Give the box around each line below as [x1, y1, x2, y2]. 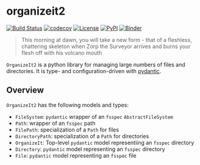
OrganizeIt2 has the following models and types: [6, 101, 129, 108]
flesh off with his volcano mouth [21, 49, 102, 56]
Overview [6, 85, 45, 96]
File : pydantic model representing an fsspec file [15, 152, 137, 159]
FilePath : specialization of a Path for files [15, 126, 120, 133]
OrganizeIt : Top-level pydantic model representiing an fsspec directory [15, 139, 195, 146]
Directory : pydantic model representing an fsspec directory [15, 145, 166, 153]
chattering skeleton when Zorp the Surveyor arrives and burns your [21, 43, 191, 50]
